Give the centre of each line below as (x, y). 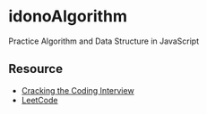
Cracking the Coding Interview (78, 90)
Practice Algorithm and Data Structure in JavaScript (104, 41)
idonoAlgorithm (68, 16)
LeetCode (39, 100)
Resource (36, 69)
